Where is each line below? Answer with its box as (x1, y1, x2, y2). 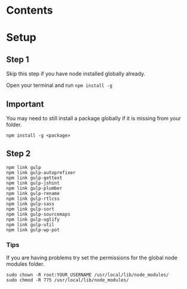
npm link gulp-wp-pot (6, 227, 60, 233)
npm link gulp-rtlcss (6, 196, 60, 202)
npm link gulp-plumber (6, 185, 63, 191)
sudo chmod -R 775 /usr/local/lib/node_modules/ (6, 277, 129, 283)
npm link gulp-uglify (6, 216, 60, 222)
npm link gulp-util (6, 221, 55, 228)
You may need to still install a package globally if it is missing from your (6, 115, 182, 122)
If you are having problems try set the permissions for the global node (6, 254, 177, 262)
